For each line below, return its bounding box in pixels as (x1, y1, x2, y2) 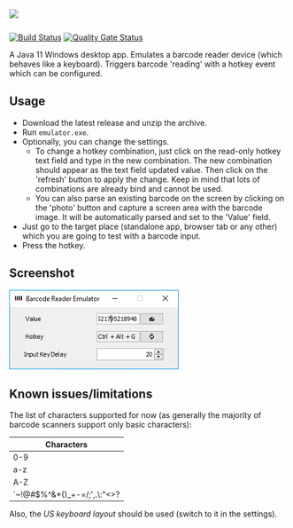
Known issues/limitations (9, 386, 153, 401)
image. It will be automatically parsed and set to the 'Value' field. (35, 211, 272, 222)
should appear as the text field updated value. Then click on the (35, 164, 268, 175)
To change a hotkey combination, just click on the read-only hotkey (35, 146, 281, 156)
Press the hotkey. (21, 240, 86, 250)
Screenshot (9, 265, 75, 281)
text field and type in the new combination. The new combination (35, 154, 273, 166)
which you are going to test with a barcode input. (21, 230, 202, 241)
